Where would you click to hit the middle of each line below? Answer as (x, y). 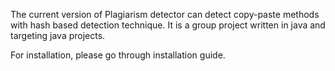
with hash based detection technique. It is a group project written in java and (168, 25)
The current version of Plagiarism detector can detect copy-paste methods (165, 14)
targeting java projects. (58, 35)
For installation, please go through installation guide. (118, 55)
